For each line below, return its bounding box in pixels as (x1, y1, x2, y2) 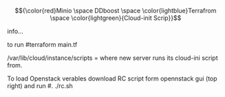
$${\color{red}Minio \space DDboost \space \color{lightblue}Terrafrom (14, 7, 217, 14)
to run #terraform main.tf (7, 41, 78, 48)
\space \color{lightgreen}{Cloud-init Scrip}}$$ (50, 14, 182, 22)
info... (7, 28, 23, 35)
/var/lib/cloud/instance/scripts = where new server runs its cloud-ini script (7, 54, 218, 62)
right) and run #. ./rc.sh (7, 82, 74, 89)
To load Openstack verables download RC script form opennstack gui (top (7, 74, 218, 83)
